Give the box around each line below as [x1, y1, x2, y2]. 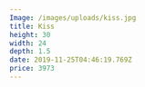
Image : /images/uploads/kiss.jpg [9, 13, 137, 23]
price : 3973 [9, 64, 55, 73]
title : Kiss [9, 22, 55, 31]
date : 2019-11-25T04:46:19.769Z [9, 55, 132, 64]
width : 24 [9, 38, 47, 48]
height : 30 [9, 30, 51, 39]
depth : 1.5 [9, 47, 51, 56]
